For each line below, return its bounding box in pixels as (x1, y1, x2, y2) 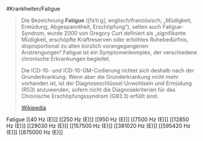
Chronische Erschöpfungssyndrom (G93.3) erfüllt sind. (21, 93, 159, 99)
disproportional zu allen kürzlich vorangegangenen (21, 42, 148, 49)
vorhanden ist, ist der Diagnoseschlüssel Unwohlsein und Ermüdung (21, 80, 192, 87)
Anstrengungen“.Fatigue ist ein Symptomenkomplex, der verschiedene (21, 49, 198, 56)
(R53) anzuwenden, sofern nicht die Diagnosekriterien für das (21, 86, 176, 93)
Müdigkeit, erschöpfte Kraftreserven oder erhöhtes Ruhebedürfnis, (21, 36, 189, 43)
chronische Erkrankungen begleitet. (21, 55, 111, 62)
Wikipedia (21, 104, 47, 111)
